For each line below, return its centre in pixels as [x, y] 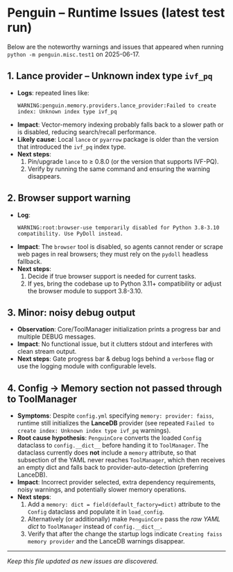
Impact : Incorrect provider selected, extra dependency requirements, [116, 482]
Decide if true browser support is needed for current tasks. [112, 276]
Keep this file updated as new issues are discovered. [83, 562]
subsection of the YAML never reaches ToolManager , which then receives [121, 460]
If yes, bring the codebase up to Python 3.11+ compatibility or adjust [124, 284]
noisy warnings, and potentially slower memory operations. [102, 490]
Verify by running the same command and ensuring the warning [119, 169]
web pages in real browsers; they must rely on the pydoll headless [113, 254]
